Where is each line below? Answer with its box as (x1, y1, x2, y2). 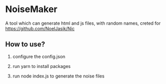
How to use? (5, 40, 46, 49)
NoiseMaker (5, 4, 58, 15)
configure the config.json (12, 53, 66, 59)
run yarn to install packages (12, 63, 71, 69)
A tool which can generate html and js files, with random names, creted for (5, 20, 161, 26)
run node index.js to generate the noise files (12, 73, 105, 79)
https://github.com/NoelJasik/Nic (5, 25, 75, 31)
